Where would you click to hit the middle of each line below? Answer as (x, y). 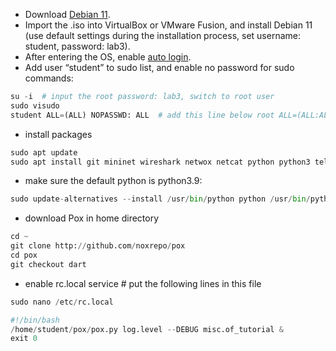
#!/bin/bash (35, 320)
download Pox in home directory (92, 218)
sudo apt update (44, 152)
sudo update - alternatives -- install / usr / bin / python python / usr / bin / (160, 199)
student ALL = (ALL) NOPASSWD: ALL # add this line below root (142, 115)
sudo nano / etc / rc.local (62, 302)
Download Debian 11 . (67, 14)
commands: (49, 78)
